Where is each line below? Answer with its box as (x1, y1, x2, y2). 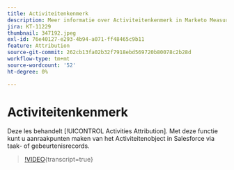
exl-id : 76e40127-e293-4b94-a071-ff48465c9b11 (7, 36, 145, 43)
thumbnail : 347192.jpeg (7, 29, 77, 37)
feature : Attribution (7, 42, 70, 49)
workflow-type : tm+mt (7, 56, 70, 62)
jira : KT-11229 (7, 23, 52, 30)
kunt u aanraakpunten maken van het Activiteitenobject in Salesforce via (7, 135, 214, 143)
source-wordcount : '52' (7, 62, 77, 69)
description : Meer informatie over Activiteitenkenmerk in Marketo (7, 17, 208, 24)
